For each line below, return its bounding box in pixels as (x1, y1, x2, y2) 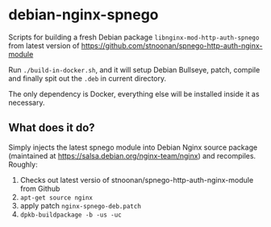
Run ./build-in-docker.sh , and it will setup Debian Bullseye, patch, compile (8, 64, 261, 74)
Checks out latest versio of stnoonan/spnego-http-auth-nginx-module (19, 175, 254, 184)
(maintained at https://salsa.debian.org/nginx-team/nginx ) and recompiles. (8, 151, 256, 160)
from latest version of (8, 40, 80, 50)
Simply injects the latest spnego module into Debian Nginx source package (8, 142, 258, 152)
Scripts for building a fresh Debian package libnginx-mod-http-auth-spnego (8, 32, 260, 42)
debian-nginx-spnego (8, 6, 159, 24)
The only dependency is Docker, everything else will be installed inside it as (8, 89, 260, 98)
